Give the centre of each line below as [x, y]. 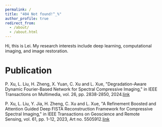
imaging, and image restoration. [37, 51]
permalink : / [18, 9]
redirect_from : [20, 23]
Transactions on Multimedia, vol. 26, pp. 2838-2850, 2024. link [67, 94]
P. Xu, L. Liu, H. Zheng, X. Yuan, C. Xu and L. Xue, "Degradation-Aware [76, 84]
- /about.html [24, 32]
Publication [28, 71]
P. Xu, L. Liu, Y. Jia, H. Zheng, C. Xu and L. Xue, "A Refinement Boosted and [81, 103]
